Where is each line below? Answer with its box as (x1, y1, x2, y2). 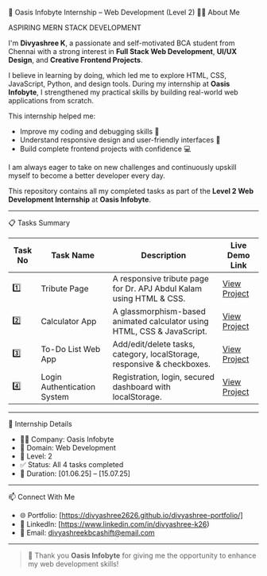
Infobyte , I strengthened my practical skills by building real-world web (8, 87, 238, 97)
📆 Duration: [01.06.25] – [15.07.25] (19, 469, 131, 478)
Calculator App (41, 316, 97, 327)
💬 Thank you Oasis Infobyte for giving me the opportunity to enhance (27, 551, 257, 560)
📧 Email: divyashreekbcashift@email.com (19, 528, 155, 537)
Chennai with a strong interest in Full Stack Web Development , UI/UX (8, 47, 237, 56)
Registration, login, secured (112, 372, 215, 382)
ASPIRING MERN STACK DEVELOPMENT (8, 23, 141, 32)
